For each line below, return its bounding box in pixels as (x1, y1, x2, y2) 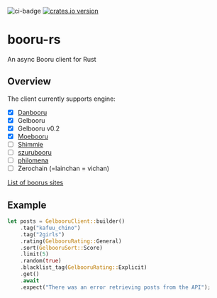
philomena (17, 156, 49, 165)
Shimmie (17, 140, 44, 148)
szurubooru (17, 148, 52, 157)
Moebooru (17, 132, 48, 140)
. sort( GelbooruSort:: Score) (20, 244, 103, 251)
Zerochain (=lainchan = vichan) (17, 164, 110, 173)
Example (7, 199, 47, 211)
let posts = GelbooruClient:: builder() (7, 218, 126, 225)
